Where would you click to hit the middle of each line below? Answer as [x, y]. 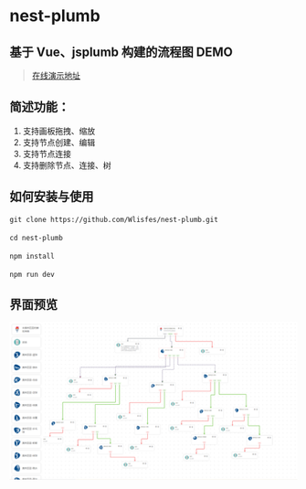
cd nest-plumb [37, 238]
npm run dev [32, 274]
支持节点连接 [47, 154]
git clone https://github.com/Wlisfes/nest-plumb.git [114, 219]
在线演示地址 [56, 75]
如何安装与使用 [52, 197]
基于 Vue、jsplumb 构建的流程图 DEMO [121, 52]
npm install [32, 256]
